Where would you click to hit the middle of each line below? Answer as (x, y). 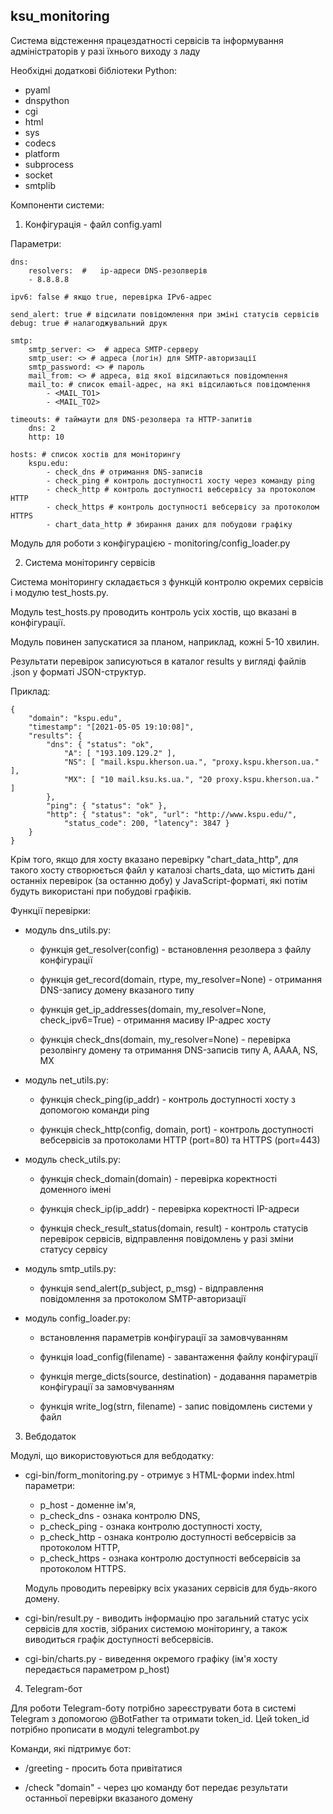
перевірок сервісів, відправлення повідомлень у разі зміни (166, 1238)
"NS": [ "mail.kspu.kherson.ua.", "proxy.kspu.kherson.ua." (191, 762)
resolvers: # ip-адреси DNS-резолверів (118, 270)
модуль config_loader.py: (78, 1318)
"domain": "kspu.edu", (75, 718)
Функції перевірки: (51, 910)
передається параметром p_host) (97, 1669)
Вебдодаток (50, 1436)
